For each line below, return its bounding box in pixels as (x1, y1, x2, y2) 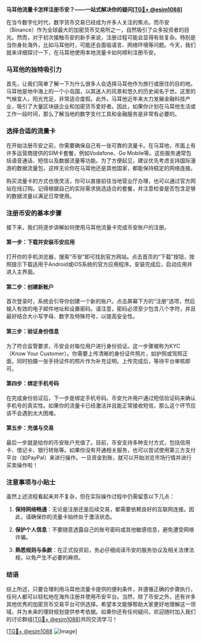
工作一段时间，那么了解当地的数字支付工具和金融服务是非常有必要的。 (6, 110, 180, 118)
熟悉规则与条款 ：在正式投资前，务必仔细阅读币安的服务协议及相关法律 (14, 546, 189, 554)
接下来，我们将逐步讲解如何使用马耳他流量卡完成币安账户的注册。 (6, 223, 170, 231)
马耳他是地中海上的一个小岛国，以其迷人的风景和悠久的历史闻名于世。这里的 (6, 87, 196, 95)
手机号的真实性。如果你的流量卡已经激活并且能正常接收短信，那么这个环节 (6, 402, 191, 409)
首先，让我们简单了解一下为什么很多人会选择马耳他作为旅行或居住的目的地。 (6, 80, 196, 87)
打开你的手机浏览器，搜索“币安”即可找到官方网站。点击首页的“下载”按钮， (6, 253, 189, 261)
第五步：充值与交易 (6, 425, 54, 432)
